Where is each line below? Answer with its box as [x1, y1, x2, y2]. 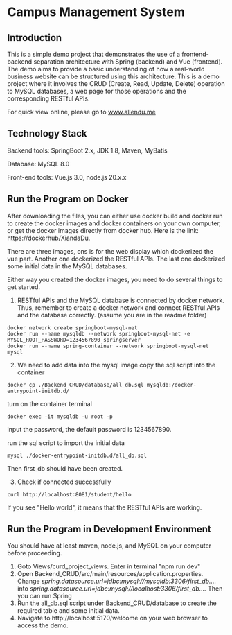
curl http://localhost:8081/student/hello [7, 491, 132, 498]
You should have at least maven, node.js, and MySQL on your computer [7, 541, 212, 550]
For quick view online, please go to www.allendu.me [7, 108, 156, 116]
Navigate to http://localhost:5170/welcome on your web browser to [17, 614, 208, 623]
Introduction [7, 32, 62, 44]
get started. [7, 282, 40, 291]
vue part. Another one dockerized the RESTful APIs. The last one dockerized [7, 254, 226, 263]
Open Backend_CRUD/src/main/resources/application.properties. [17, 570, 204, 578]
